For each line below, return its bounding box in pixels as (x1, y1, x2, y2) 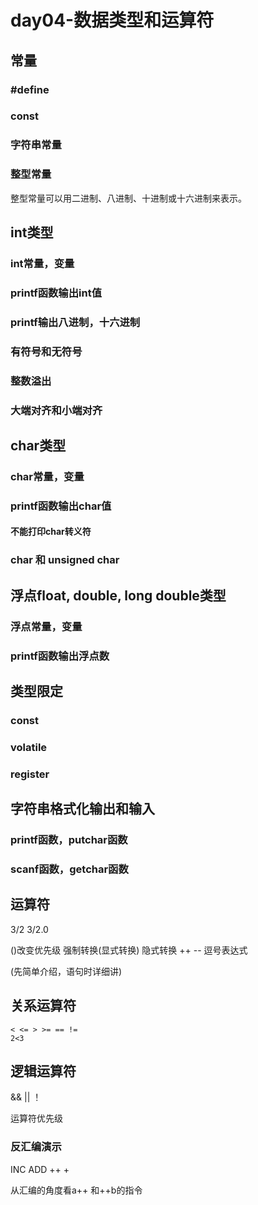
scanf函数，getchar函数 (10, 862, 129, 876)
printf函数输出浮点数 (10, 649, 110, 663)
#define (10, 82, 50, 96)
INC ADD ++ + (10, 1163, 70, 1175)
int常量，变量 (10, 256, 75, 270)
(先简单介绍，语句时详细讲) (10, 965, 123, 977)
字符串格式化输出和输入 (10, 801, 155, 818)
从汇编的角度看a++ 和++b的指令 (10, 1184, 143, 1196)
